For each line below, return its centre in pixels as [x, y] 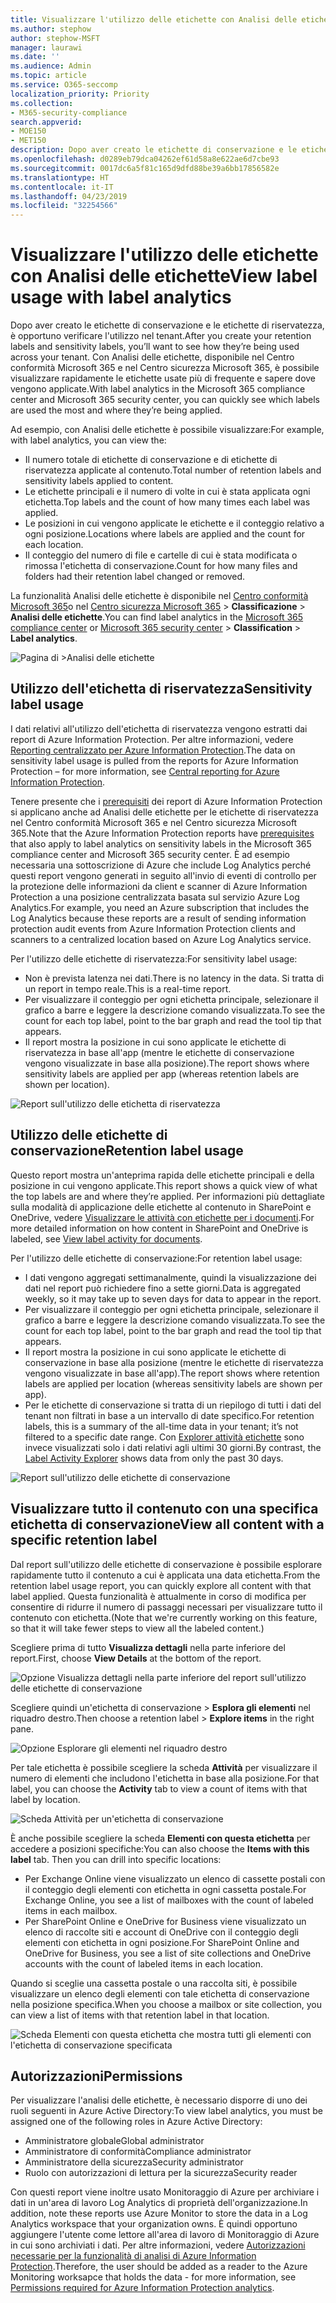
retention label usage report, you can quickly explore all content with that [161, 1585]
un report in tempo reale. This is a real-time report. [128, 988]
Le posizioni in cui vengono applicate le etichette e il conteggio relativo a [174, 523]
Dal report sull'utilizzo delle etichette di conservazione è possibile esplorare [166, 1564]
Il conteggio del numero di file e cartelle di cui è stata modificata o [161, 555]
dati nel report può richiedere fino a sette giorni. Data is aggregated [162, 1288]
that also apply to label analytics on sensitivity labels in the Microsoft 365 [161, 843]
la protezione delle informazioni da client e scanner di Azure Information [159, 886]
